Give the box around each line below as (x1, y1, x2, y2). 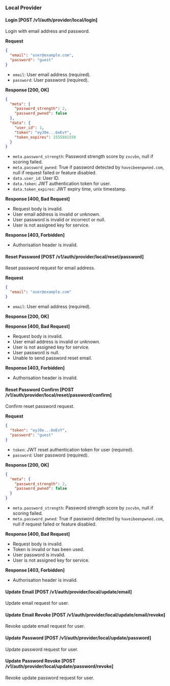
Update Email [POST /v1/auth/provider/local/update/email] (5, 588, 132, 594)
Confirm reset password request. (5, 403, 75, 409)
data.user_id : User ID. (12, 175, 60, 181)
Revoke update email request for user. (5, 623, 85, 629)
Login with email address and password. (5, 28, 90, 34)
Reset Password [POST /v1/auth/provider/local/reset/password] (5, 254, 144, 260)
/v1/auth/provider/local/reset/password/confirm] (5, 392, 112, 398)
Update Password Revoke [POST (5, 658, 76, 664)
